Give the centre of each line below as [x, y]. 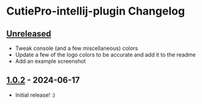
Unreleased [29, 34]
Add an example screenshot [50, 61]
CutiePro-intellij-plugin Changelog [96, 11]
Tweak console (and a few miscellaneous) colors [77, 48]
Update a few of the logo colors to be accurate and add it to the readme [106, 55]
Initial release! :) [35, 95]
